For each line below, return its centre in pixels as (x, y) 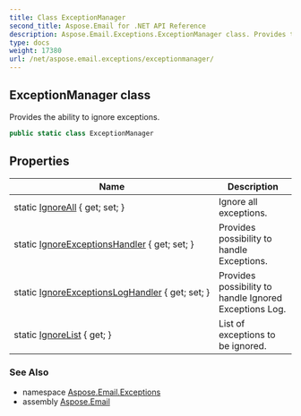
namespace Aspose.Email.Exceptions (91, 392)
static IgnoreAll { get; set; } (69, 207)
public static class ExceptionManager (82, 133)
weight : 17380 (36, 51)
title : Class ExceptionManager (68, 17)
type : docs (30, 42)
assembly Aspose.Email (66, 401)
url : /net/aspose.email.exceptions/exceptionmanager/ (112, 59)
